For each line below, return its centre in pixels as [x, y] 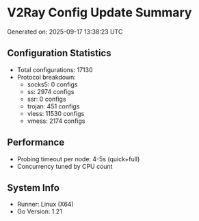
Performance [36, 142]
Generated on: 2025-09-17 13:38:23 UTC [65, 32]
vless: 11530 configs [56, 113]
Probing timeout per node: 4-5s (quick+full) [78, 159]
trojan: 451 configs [53, 106]
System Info [34, 188]
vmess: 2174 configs [56, 121]
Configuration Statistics [59, 53]
